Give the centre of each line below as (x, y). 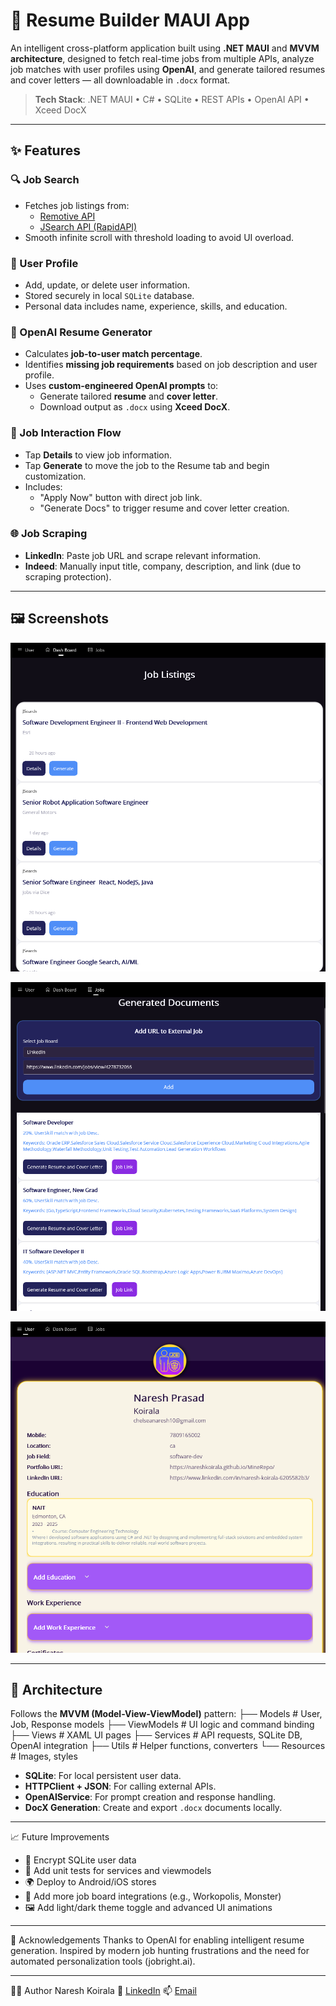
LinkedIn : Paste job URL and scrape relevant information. (143, 555)
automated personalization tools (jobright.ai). (103, 1961)
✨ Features (45, 150)
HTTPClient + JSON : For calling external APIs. (120, 1786)
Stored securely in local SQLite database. (109, 295)
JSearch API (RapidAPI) (88, 226)
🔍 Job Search (45, 180)
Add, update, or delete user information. (107, 285)
